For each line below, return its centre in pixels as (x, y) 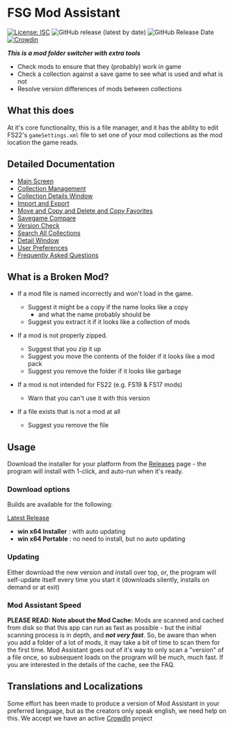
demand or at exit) (34, 587)
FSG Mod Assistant (64, 13)
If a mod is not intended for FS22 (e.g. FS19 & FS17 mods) (100, 385)
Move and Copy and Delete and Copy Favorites (85, 210)
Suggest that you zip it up (64, 349)
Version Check (38, 225)
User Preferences (42, 247)
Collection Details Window (55, 196)
